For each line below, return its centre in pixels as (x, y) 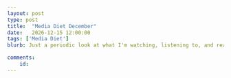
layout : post (26, 13)
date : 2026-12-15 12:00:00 (49, 32)
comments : (21, 58)
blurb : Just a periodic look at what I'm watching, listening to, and (110, 45)
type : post (23, 20)
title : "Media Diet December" (52, 26)
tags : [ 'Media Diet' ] (38, 39)
